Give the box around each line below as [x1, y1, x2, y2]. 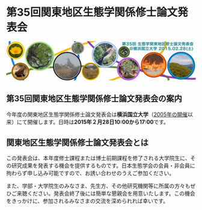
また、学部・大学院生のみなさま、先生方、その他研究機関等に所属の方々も [6, 182, 191, 190]
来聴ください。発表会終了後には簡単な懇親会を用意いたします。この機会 [16, 190, 195, 197]
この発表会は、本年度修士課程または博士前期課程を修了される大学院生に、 [6, 155, 191, 162]
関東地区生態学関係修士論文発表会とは [6, 137, 148, 147]
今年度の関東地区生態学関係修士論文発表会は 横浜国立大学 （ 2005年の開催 [6, 111, 188, 118]
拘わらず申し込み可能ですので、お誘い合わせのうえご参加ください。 [6, 170, 175, 177]
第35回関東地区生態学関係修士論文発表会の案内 [6, 94, 182, 104]
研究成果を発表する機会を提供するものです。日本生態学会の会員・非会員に [11, 162, 195, 169]
